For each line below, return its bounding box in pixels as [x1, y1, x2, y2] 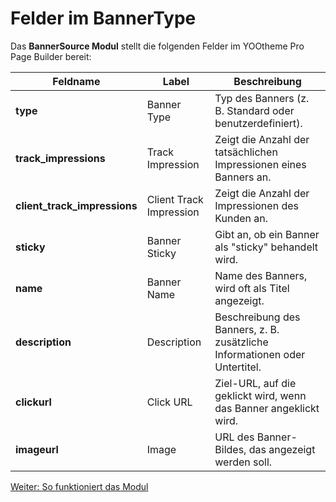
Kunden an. [214, 211, 269, 225]
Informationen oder [214, 347, 306, 361]
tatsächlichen [214, 145, 278, 159]
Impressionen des [214, 198, 299, 212]
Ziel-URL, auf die [214, 376, 297, 390]
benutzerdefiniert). [214, 116, 303, 130]
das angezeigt [248, 442, 316, 456]
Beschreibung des [214, 310, 301, 324]
